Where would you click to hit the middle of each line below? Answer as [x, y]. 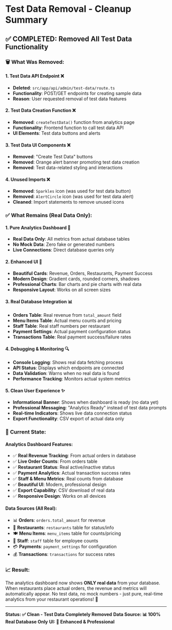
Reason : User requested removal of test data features [70, 99]
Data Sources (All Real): [31, 508]
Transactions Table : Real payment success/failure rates [72, 337]
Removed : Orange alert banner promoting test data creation [76, 162]
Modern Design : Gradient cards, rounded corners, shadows [76, 279]
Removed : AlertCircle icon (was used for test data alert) [73, 196]
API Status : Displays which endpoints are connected [68, 368]
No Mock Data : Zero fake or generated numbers [64, 244]
